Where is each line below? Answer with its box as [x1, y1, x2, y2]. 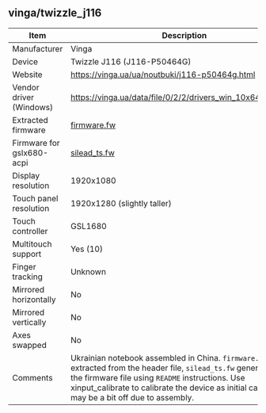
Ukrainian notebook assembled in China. [70, 352, 221, 363]
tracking [12, 271, 44, 282]
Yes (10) [70, 243, 103, 254]
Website [12, 69, 43, 80]
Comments [12, 372, 53, 383]
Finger [12, 261, 36, 272]
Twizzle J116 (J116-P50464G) [70, 55, 192, 67]
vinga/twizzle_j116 [8, 6, 102, 20]
